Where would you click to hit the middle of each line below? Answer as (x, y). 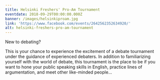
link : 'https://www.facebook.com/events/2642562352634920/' (68, 23)
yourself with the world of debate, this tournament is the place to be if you (80, 62)
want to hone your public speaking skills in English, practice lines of (74, 67)
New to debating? (23, 42)
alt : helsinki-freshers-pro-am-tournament (49, 28)
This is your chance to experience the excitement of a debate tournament (80, 52)
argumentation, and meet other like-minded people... (59, 72)
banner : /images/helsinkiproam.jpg (42, 19)
